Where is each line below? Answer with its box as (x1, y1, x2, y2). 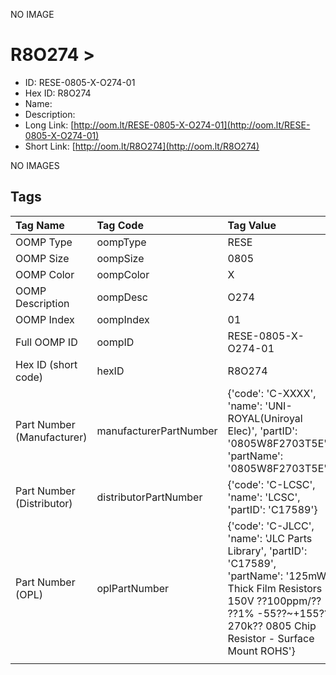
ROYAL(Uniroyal (227, 411, 303, 425)
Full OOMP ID (15, 335, 78, 349)
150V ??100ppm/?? (227, 594, 322, 608)
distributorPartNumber (96, 490, 203, 504)
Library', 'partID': (227, 544, 308, 558)
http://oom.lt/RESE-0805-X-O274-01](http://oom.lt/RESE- (73, 119, 311, 131)
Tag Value (227, 218, 277, 232)
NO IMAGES (10, 159, 60, 171)
